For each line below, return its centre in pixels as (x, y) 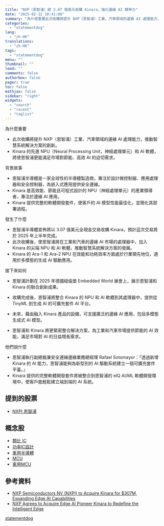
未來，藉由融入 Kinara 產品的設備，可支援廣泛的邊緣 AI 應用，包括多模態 (85, 314)
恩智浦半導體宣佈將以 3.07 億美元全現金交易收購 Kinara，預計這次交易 (83, 229)
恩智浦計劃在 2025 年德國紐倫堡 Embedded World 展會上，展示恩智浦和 (84, 281)
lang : (11, 32)
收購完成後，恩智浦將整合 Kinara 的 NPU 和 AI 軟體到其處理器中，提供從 (85, 297)
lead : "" (14, 69)
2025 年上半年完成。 (39, 236)
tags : (11, 50)
